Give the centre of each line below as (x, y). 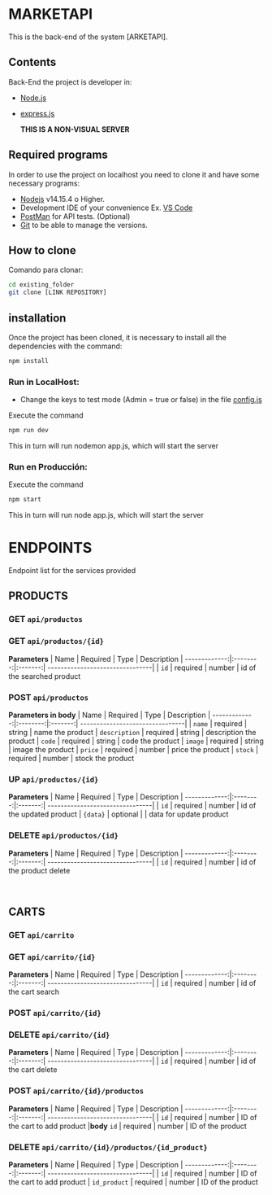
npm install (28, 361)
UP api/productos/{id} (54, 779)
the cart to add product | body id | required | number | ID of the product (128, 1126)
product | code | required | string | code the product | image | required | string (136, 741)
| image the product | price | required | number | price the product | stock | (133, 749)
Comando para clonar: (46, 270)
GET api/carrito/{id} (52, 956)
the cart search (34, 992)
